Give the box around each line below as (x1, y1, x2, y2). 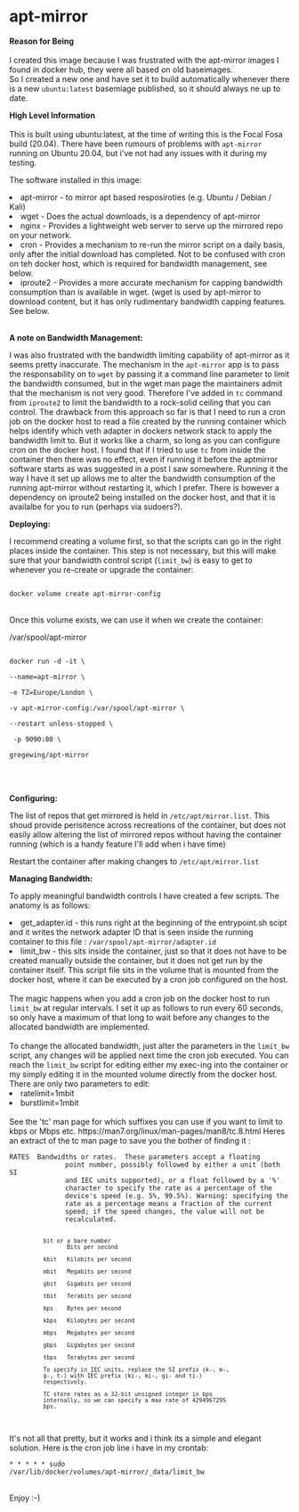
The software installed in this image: (9, 174, 142, 185)
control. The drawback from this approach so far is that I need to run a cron (9, 406, 287, 417)
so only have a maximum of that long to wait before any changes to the (9, 1012, 270, 1022)
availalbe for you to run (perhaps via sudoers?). (9, 501, 183, 512)
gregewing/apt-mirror (9, 750, 90, 759)
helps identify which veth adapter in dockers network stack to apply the (9, 426, 272, 436)
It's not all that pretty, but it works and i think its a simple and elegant (9, 1433, 262, 1443)
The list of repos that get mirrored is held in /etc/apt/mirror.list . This (9, 810, 270, 821)
